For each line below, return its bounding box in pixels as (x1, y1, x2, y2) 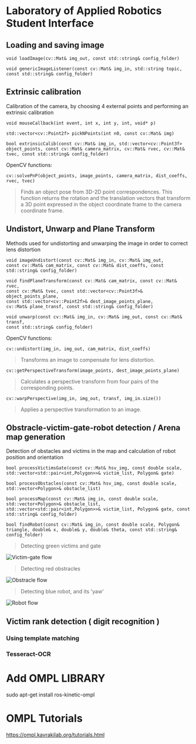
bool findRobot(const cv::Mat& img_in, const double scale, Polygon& (6, 522, 180, 528)
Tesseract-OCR (6, 650, 51, 658)
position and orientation (6, 454, 63, 461)
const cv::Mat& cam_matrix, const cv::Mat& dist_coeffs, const (6, 262, 164, 268)
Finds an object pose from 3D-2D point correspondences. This (20, 188, 173, 195)
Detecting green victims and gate (20, 542, 102, 549)
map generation (6, 432, 66, 442)
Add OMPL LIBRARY (6, 672, 106, 685)
